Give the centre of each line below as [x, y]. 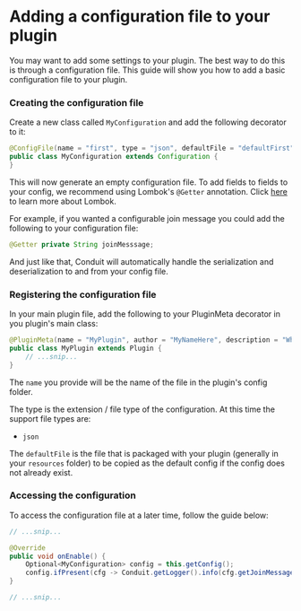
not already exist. [41, 472]
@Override [28, 548]
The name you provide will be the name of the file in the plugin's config [138, 382]
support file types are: [50, 418]
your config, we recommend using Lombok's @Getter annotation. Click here [149, 191]
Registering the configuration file [83, 294]
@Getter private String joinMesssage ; [82, 244]
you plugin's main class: [54, 324]
